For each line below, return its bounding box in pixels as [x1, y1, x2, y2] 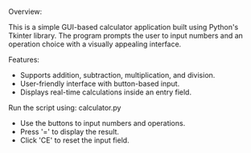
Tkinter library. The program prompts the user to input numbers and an [8, 31, 244, 40]
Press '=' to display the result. [19, 127, 119, 136]
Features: [8, 55, 40, 64]
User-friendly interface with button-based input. [19, 79, 180, 88]
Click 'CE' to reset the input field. [19, 135, 130, 145]
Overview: [8, 7, 43, 16]
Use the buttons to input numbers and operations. [19, 119, 186, 127]
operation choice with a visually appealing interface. [8, 39, 182, 49]
